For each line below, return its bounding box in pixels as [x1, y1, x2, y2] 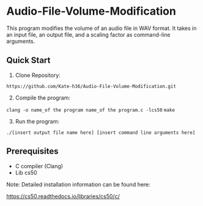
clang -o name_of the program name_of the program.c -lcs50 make [6, 107, 175, 113]
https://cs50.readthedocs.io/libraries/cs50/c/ [6, 193, 120, 200]
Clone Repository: [15, 72, 61, 79]
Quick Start [6, 55, 51, 65]
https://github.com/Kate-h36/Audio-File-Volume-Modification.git [6, 83, 176, 89]
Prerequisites [6, 146, 59, 156]
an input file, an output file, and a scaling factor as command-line [6, 31, 171, 38]
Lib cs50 [15, 169, 38, 176]
